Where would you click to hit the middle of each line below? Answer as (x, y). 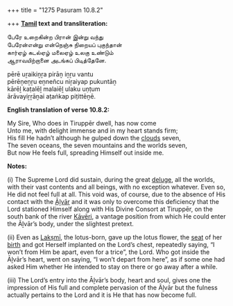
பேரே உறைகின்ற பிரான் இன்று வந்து (55, 37)
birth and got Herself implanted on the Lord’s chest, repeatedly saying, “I (111, 245)
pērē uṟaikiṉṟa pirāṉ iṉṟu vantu (50, 74)
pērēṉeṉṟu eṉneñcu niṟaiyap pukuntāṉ (62, 82)
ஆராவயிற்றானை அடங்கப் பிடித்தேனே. (57, 60)
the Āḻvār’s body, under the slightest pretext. (70, 224)
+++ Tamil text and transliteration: (58, 23)
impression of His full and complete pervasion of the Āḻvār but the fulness (113, 288)
